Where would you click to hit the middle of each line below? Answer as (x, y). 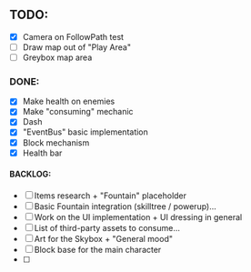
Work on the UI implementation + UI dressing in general (138, 217)
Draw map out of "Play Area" (77, 47)
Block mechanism (56, 142)
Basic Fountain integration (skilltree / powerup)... (125, 206)
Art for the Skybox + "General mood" (103, 238)
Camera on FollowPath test (73, 36)
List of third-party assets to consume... (107, 227)
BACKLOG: (30, 174)
